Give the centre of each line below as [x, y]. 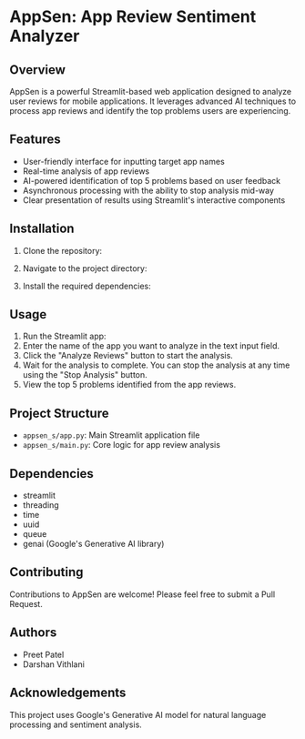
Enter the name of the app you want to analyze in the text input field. [151, 346]
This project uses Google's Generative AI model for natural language [138, 714]
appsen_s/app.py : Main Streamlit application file [111, 435]
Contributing [46, 572]
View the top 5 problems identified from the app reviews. [129, 385]
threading [41, 505]
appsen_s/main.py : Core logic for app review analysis [122, 445]
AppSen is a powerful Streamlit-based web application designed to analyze [151, 91]
